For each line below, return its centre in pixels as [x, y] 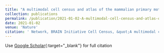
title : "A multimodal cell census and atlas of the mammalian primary [78, 9]
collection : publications [31, 14]
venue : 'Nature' [21, 27]
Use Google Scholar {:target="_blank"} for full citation [59, 46]
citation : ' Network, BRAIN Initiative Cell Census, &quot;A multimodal [81, 32]
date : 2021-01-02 [23, 23]
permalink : [16, 18]
